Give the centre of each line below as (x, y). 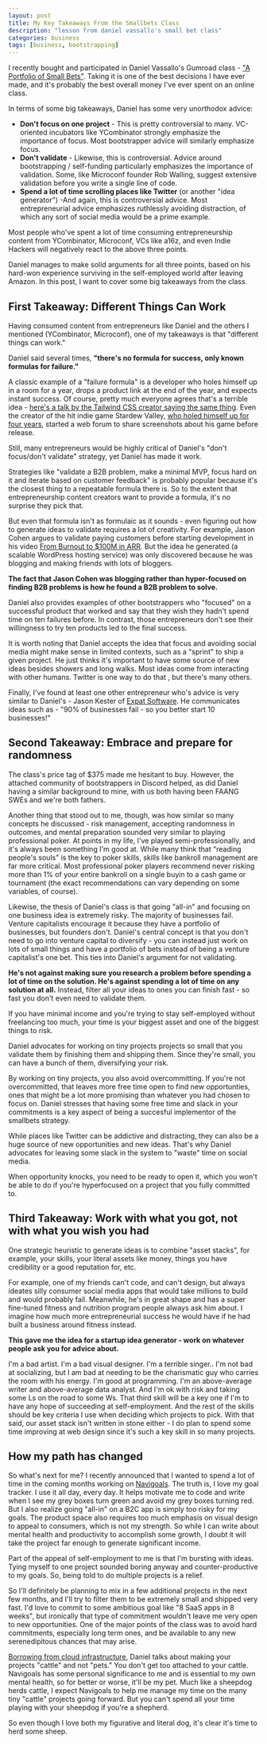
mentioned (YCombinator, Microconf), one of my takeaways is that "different (133, 334)
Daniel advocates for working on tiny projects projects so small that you (126, 1046)
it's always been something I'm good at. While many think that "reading (125, 849)
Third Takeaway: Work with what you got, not (123, 1219)
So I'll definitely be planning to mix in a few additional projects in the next (128, 1591)
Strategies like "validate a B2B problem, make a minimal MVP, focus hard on (132, 472)
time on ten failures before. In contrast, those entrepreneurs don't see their (131, 619)
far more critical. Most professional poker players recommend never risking (132, 866)
